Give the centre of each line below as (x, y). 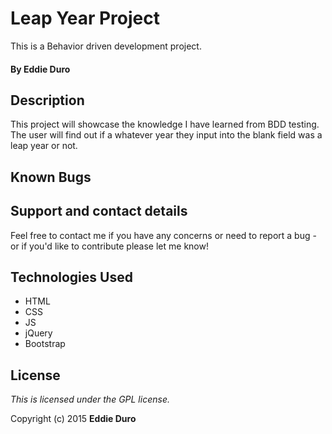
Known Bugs (51, 177)
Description (47, 100)
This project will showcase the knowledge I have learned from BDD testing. (165, 124)
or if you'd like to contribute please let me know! (109, 246)
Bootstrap (45, 344)
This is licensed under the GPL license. (90, 399)
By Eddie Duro (40, 69)
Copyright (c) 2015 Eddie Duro (73, 419)
